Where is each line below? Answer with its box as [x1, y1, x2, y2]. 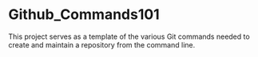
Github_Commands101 [8, 6, 160, 24]
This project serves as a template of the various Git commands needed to [8, 32, 250, 41]
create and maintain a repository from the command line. [8, 40, 196, 49]
